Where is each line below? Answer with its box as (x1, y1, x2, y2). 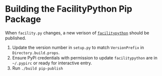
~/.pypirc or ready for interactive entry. (12, 60, 92, 66)
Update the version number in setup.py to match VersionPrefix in (12, 44, 144, 50)
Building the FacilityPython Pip (5, 3, 133, 15)
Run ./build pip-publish (12, 65, 63, 71)
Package (5, 14, 41, 25)
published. (5, 35, 26, 41)
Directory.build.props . (12, 50, 60, 56)
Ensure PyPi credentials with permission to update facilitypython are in (12, 55, 158, 60)
